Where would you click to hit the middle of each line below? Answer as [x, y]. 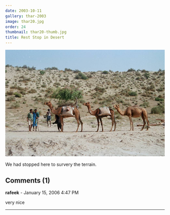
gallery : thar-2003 [26, 16]
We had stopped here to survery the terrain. [51, 164]
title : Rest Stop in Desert [35, 38]
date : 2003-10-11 [24, 11]
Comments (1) [28, 180]
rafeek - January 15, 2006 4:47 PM [42, 193]
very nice [15, 202]
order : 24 [16, 27]
